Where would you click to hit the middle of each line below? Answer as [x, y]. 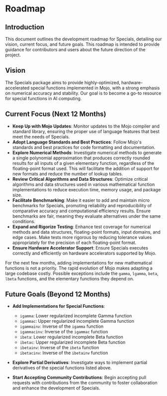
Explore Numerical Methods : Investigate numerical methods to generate [87, 152]
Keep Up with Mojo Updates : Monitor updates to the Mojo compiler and [86, 126]
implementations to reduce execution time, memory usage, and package [86, 189]
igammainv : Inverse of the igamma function [62, 326]
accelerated [17, 88]
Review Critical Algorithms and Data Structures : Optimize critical [80, 179]
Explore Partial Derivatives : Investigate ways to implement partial [80, 363]
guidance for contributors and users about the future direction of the [75, 50]
